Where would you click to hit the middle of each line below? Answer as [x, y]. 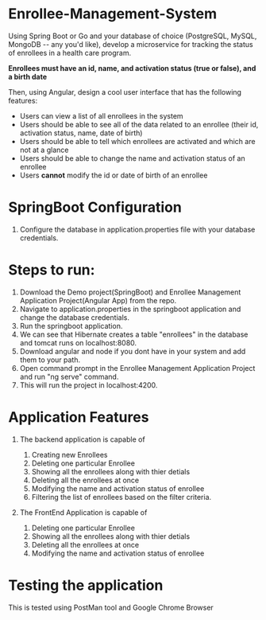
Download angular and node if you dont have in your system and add [133, 351]
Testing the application [86, 585]
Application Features [79, 417]
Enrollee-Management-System [112, 14]
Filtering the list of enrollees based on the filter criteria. [121, 497]
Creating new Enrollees [69, 454]
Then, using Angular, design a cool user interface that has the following [125, 92]
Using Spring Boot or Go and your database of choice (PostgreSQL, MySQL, [133, 36]
